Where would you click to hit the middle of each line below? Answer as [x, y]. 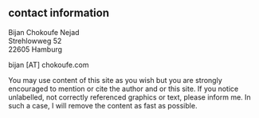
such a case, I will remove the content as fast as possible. [103, 105]
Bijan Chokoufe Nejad [44, 32]
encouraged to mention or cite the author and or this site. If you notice [124, 88]
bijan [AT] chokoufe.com [49, 65]
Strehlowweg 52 [35, 41]
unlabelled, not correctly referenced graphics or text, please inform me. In [129, 97]
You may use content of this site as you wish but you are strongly [116, 80]
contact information [59, 13]
